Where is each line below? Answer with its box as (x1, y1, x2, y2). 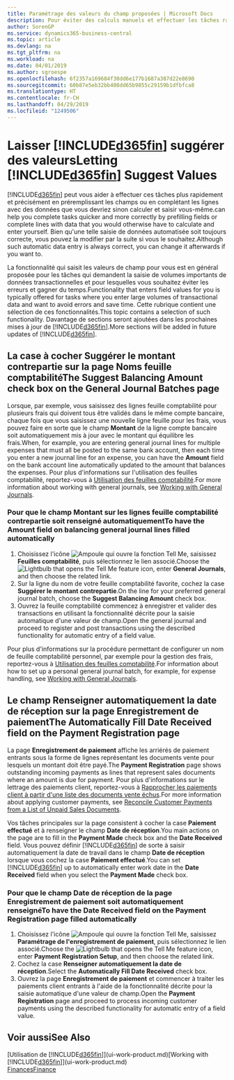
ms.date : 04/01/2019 (7, 62, 68, 69)
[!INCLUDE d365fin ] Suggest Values (7, 167, 217, 183)
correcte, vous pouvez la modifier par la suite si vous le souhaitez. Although (7, 234, 224, 243)
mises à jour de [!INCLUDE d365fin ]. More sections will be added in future (7, 322, 217, 331)
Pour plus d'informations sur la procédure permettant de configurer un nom (7, 645, 224, 653)
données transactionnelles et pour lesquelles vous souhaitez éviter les (7, 278, 209, 286)
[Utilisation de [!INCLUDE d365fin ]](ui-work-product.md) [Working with (7, 1050, 209, 1058)
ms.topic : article (7, 36, 61, 43)
